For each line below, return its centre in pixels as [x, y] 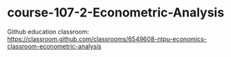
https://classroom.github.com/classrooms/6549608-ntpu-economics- [107, 38]
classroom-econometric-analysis [54, 46]
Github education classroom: [48, 32]
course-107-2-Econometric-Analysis [116, 13]
